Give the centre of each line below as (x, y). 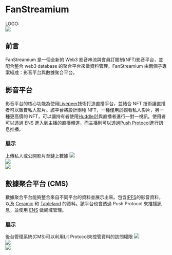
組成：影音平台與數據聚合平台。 (43, 72)
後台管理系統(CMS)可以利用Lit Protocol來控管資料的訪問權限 (69, 237)
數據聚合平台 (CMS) (37, 184)
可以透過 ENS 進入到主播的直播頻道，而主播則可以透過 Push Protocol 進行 (82, 123)
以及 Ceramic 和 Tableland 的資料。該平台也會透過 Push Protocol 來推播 (81, 203)
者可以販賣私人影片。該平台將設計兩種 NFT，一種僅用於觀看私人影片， (80, 110)
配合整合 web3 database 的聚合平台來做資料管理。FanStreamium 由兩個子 (84, 66)
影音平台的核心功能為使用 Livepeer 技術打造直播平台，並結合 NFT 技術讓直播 (85, 103)
